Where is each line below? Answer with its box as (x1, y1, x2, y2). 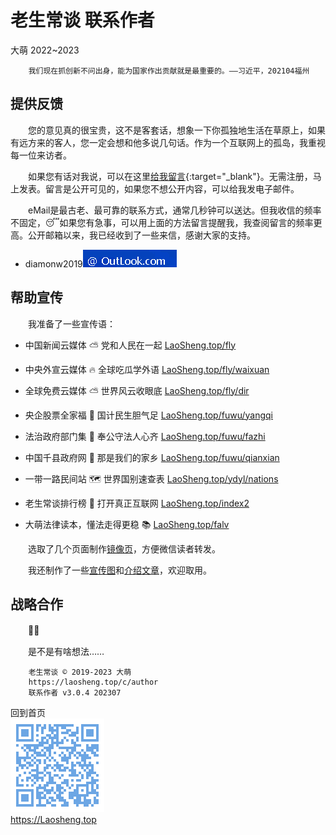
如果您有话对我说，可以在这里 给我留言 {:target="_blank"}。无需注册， (27, 170, 313, 182)
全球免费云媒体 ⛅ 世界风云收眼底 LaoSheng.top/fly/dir (24, 384, 250, 396)
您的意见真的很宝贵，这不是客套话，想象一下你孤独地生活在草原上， (27, 124, 308, 136)
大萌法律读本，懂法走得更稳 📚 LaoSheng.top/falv (24, 518, 230, 530)
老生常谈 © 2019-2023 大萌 (28, 667, 132, 678)
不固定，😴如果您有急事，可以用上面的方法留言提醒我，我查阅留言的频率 (10, 216, 314, 228)
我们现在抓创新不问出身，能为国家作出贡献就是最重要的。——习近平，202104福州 (28, 66, 310, 76)
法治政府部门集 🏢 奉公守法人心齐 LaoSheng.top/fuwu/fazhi (24, 430, 266, 442)
